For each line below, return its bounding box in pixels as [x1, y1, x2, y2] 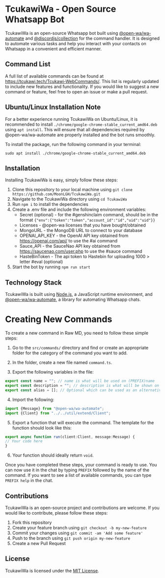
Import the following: [12, 397, 55, 403]
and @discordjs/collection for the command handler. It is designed [25, 35, 160, 41]
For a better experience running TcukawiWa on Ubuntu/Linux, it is [5, 116, 138, 122]
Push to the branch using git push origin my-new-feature [12, 535, 131, 541]
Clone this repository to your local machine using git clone [12, 187, 133, 193]
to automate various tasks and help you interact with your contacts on [5, 40, 146, 46]
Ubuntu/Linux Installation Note [5, 103, 101, 112]
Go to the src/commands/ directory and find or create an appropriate [12, 345, 149, 351]
